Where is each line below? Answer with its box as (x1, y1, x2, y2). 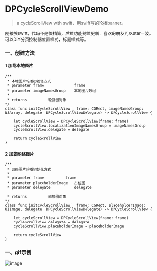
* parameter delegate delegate (7, 185, 92, 190)
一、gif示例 (5, 249, 31, 255)
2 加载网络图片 (5, 151, 35, 157)
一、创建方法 (5, 49, 35, 56)
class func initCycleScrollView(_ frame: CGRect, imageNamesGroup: (5, 106, 144, 111)
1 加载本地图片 (5, 63, 34, 68)
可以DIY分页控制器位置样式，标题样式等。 (5, 36, 88, 42)
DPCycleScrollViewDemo (5, 3, 109, 15)
